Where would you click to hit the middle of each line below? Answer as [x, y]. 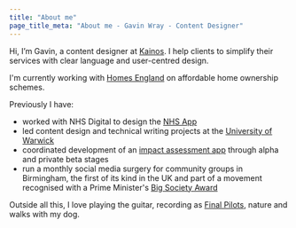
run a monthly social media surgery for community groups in [132, 169]
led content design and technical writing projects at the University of [147, 130]
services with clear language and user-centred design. [109, 60]
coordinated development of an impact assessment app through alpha [150, 149]
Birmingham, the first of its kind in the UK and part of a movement [142, 177]
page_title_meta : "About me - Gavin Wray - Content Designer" [126, 26]
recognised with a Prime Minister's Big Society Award [120, 187]
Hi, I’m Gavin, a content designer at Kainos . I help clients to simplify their [141, 51]
